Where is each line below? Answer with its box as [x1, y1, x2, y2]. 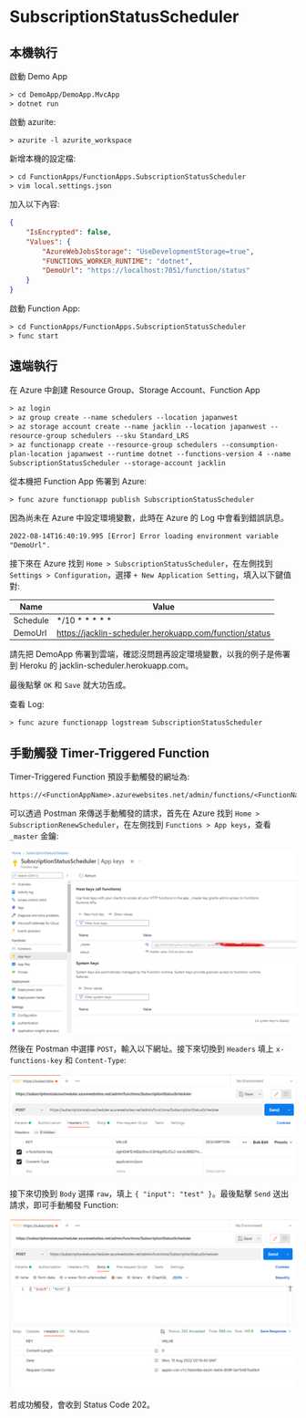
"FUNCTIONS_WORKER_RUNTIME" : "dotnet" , [42, 256, 194, 266]
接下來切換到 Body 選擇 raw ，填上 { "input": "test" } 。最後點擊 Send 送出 [9, 1188, 290, 1199]
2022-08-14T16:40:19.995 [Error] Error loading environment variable [9, 531, 280, 540]
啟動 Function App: [9, 303, 80, 314]
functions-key [9, 1057, 64, 1066]
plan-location [9, 449, 64, 458]
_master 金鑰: [9, 830, 59, 841]
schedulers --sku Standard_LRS [70, 431, 189, 440]
